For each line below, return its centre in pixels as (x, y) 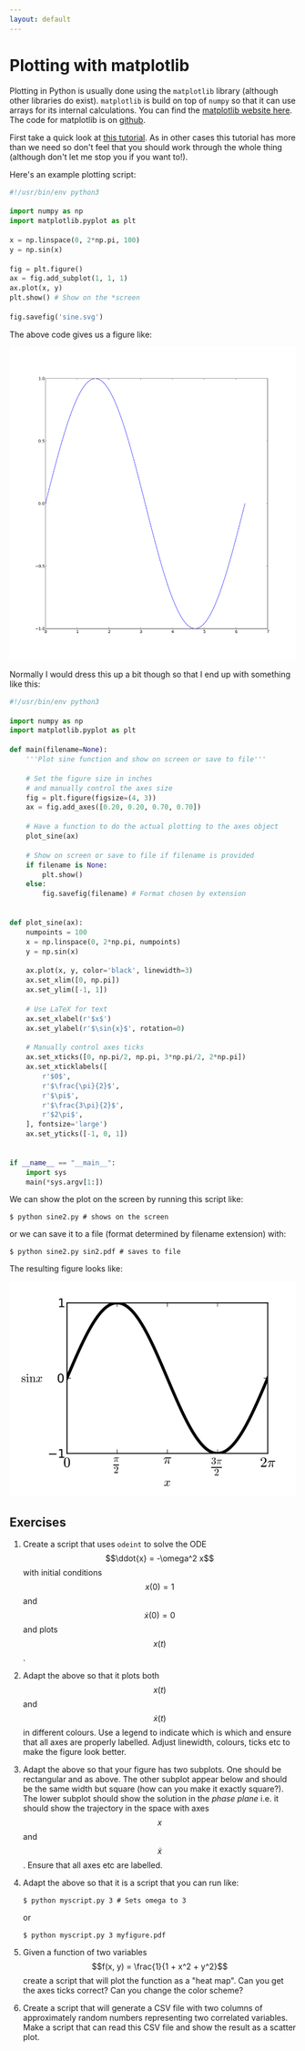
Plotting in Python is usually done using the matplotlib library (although (144, 90)
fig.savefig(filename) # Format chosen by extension (144, 894)
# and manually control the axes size (99, 788)
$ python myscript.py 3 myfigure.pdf (94, 1935)
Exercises (38, 1522)
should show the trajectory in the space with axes (116, 1809)
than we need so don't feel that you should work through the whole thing (146, 147)
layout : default (40, 19)
